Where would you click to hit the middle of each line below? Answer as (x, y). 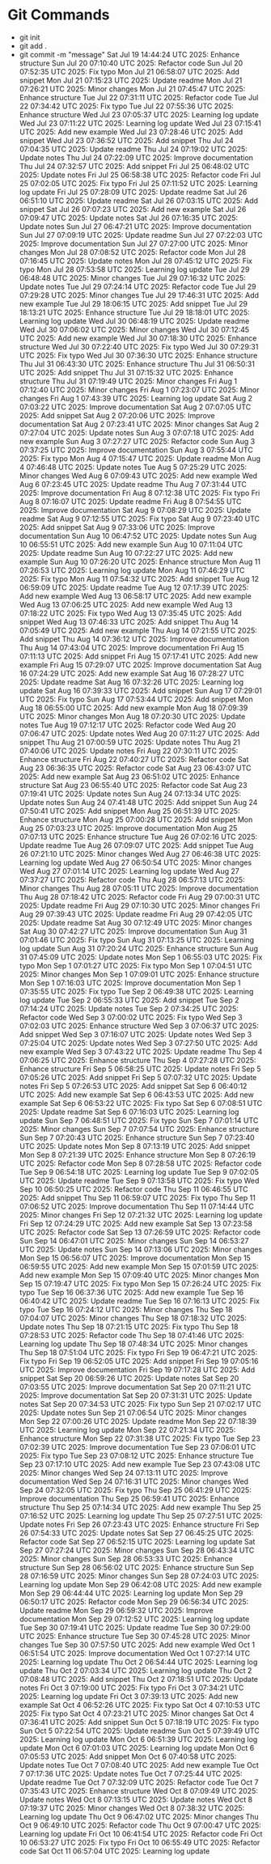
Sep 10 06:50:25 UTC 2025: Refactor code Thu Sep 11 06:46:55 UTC (133, 1189)
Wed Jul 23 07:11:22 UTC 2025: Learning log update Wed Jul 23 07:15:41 (140, 123)
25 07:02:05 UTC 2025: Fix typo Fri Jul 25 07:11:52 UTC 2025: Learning (138, 183)
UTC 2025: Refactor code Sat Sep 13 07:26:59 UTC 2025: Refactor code (140, 1232)
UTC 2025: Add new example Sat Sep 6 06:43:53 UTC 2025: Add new (136, 1095)
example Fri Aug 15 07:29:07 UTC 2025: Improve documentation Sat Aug (140, 664)
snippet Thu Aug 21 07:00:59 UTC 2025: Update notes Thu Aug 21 (129, 742)
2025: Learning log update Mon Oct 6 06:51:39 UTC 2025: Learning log (138, 1739)
